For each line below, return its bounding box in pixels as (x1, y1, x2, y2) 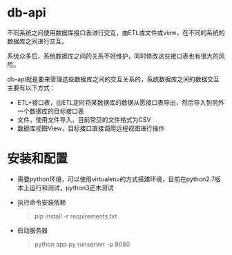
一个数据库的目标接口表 (17, 107, 84, 115)
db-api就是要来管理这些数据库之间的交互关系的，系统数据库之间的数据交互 (7, 74, 220, 83)
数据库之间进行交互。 (7, 37, 68, 45)
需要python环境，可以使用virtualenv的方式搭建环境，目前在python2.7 (17, 174, 215, 183)
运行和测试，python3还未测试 (29, 183, 114, 192)
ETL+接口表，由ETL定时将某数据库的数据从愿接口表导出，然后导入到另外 (17, 98, 224, 106)
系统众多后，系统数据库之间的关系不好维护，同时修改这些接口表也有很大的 (7, 52, 219, 60)
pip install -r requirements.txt (34, 212, 117, 220)
